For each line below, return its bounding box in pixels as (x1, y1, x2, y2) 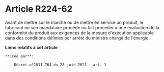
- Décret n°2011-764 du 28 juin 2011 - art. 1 (9, 62, 107, 67)
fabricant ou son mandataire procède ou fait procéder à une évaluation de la (5, 24, 160, 30)
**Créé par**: (5, 54, 34, 59)
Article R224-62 (5, 3, 73, 15)
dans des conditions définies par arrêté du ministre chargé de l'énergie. (5, 35, 150, 41)
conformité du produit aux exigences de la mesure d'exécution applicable (5, 30, 154, 36)
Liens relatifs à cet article (5, 44, 58, 50)
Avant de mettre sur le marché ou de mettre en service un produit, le (5, 19, 144, 25)
